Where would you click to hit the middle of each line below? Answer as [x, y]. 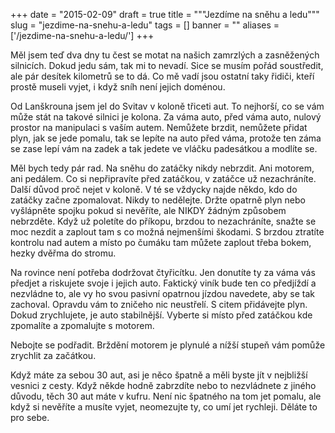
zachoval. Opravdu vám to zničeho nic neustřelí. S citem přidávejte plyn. [159, 304]
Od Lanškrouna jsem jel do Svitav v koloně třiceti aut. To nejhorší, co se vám [167, 106]
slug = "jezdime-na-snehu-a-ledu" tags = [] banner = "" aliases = [145, 25]
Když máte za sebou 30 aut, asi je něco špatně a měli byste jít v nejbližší [159, 375]
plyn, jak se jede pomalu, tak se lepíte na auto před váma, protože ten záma [166, 138]
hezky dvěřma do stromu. [63, 253]
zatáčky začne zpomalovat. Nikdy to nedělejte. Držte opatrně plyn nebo [158, 200]
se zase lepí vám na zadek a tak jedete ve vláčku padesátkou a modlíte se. [164, 148]
